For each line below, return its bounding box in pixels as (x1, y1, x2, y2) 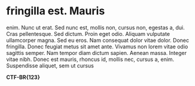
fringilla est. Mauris (6, 4, 105, 18)
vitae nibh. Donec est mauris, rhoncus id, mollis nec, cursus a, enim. (6, 56, 175, 63)
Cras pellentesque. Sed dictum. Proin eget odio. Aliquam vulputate (6, 30, 170, 37)
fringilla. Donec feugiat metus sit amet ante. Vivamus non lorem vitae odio (6, 43, 188, 50)
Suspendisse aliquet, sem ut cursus (6, 62, 94, 69)
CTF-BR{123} (6, 73, 40, 81)
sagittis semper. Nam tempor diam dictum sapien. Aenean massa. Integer (6, 49, 187, 56)
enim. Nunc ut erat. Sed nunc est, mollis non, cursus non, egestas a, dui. (6, 24, 185, 31)
